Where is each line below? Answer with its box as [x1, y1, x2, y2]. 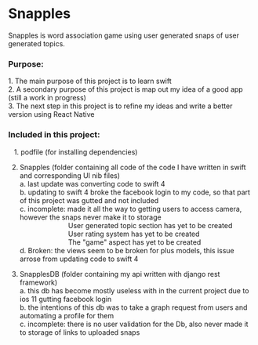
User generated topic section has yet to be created [67, 220, 233, 230]
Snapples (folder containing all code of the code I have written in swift [19, 162, 246, 172]
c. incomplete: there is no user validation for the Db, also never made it [19, 319, 249, 329]
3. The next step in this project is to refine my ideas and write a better [8, 101, 233, 111]
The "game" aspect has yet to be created [67, 237, 202, 247]
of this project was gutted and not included [19, 195, 159, 205]
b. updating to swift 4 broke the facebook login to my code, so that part [19, 187, 251, 197]
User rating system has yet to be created [67, 229, 200, 238]
